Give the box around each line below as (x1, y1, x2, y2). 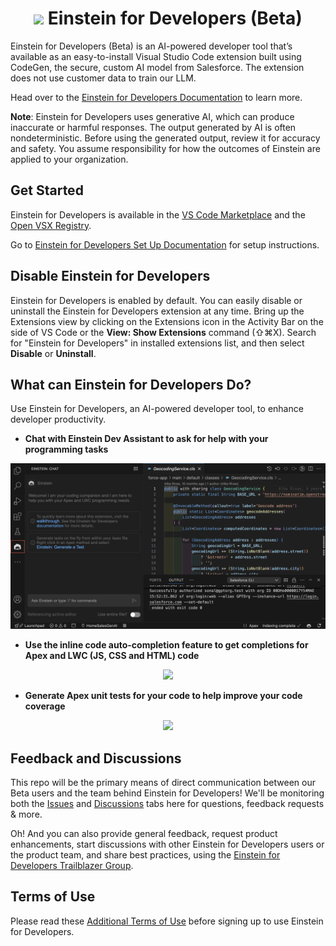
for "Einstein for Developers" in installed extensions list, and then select (10, 337, 305, 349)
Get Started (10, 182, 84, 199)
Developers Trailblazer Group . (10, 859, 134, 871)
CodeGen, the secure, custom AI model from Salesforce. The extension (10, 61, 305, 73)
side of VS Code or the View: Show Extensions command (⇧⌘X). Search (10, 326, 317, 338)
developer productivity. (10, 413, 107, 426)
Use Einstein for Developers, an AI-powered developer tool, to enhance (10, 403, 304, 415)
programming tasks (24, 443, 109, 456)
